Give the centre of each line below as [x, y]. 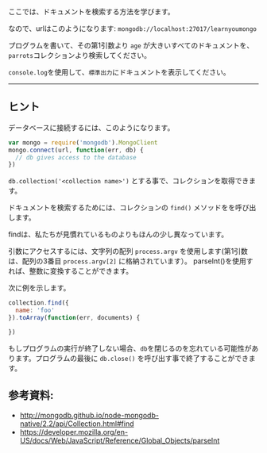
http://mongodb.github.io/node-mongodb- [89, 415]
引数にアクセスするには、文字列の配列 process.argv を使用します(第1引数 [128, 251]
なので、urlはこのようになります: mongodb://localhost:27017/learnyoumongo [132, 29]
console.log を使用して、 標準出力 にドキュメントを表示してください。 [119, 72]
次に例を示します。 [39, 288]
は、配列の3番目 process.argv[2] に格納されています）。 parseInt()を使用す [131, 261]
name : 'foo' [35, 311]
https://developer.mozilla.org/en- [74, 432]
